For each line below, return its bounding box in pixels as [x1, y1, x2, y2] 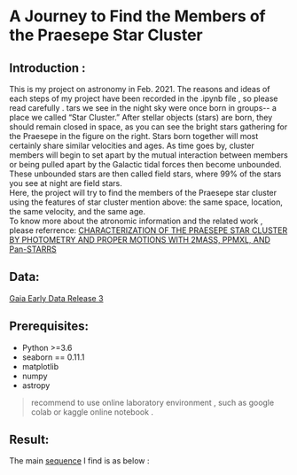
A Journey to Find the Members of [9, 6, 266, 27]
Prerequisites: [9, 319, 89, 334]
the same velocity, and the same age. [9, 206, 146, 216]
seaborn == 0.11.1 [21, 352, 85, 362]
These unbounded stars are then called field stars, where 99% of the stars [9, 168, 282, 179]
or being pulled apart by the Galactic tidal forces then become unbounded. [9, 160, 282, 169]
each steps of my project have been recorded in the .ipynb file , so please [9, 93, 278, 104]
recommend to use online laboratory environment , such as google [30, 397, 275, 408]
